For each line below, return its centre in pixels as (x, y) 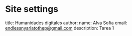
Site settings (32, 9)
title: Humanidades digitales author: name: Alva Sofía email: (66, 23)
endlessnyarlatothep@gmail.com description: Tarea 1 (60, 28)
